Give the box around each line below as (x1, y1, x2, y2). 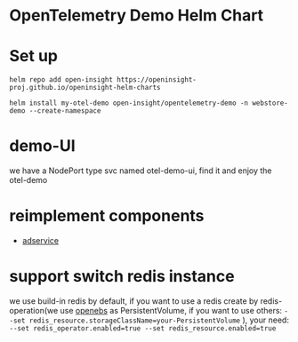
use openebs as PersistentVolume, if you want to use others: (60, 305, 283, 315)
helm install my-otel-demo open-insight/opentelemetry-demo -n (9, 99, 249, 107)
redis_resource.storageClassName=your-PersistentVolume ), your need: (28, 314, 289, 325)
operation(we (9, 305, 59, 315)
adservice (21, 235, 60, 245)
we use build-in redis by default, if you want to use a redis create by (9, 295, 259, 306)
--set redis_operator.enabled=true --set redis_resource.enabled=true (9, 323, 277, 333)
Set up (9, 46, 58, 67)
